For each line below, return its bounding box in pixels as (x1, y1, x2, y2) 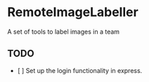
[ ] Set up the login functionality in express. (17, 66, 143, 74)
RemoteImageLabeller (7, 4, 138, 20)
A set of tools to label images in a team (7, 27, 120, 36)
